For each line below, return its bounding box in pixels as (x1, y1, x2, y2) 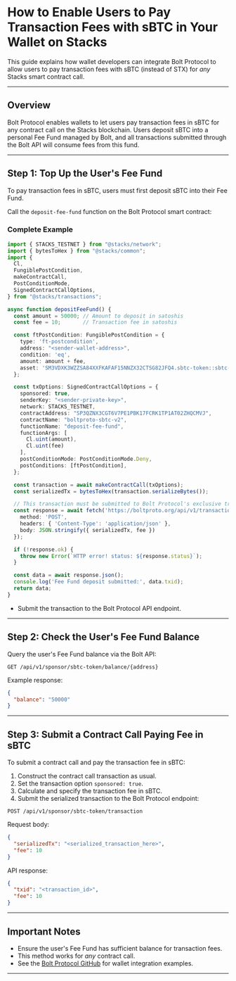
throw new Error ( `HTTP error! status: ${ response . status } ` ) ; (20, 552, 202, 559)
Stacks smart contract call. (7, 72, 85, 81)
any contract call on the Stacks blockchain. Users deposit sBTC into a (7, 125, 209, 134)
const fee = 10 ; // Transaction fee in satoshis (13, 319, 178, 326)
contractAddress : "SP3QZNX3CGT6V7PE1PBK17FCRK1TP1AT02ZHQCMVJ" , (20, 410, 212, 417)
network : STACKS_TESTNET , (20, 403, 96, 410)
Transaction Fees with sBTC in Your (7, 19, 218, 35)
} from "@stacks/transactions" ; (7, 293, 102, 300)
